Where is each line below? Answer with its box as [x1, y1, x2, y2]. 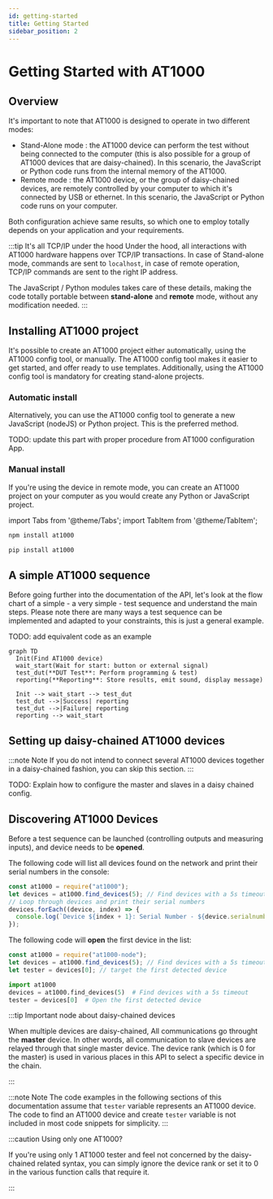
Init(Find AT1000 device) [15, 655, 104, 663]
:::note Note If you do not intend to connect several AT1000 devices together [8, 755, 265, 766]
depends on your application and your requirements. [8, 226, 184, 235]
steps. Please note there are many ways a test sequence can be [8, 608, 223, 617]
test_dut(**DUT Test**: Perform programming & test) [15, 669, 198, 677]
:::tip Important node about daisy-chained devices [8, 1011, 176, 1021]
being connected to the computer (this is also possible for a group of [19, 149, 251, 159]
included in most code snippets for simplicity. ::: [8, 1118, 169, 1128]
